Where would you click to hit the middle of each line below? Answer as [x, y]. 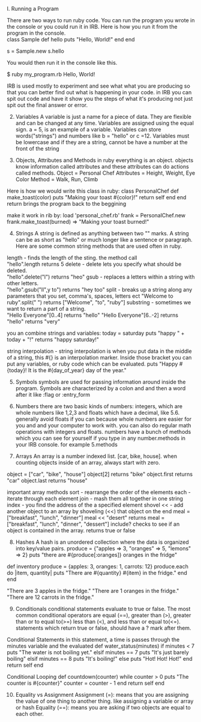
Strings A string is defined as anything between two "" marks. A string [102, 233]
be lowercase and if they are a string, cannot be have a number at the [101, 142]
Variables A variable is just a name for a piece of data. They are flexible [103, 117]
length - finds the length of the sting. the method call [72, 258]
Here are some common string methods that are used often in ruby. [99, 246]
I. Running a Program [33, 9]
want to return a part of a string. [46, 309]
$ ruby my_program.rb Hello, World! [51, 74]
